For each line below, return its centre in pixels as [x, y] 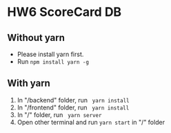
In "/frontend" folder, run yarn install [73, 107]
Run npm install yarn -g [53, 62]
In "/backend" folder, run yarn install [73, 100]
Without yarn [36, 38]
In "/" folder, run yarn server [59, 114]
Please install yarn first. [50, 54]
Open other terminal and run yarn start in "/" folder [91, 122]
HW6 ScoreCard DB [64, 12]
